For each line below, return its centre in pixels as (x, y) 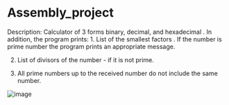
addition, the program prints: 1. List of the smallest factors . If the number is (114, 39)
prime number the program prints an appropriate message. (91, 46)
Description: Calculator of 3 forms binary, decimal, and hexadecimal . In (110, 32)
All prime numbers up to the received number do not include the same (118, 73)
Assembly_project (61, 13)
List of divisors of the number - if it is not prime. (85, 59)
